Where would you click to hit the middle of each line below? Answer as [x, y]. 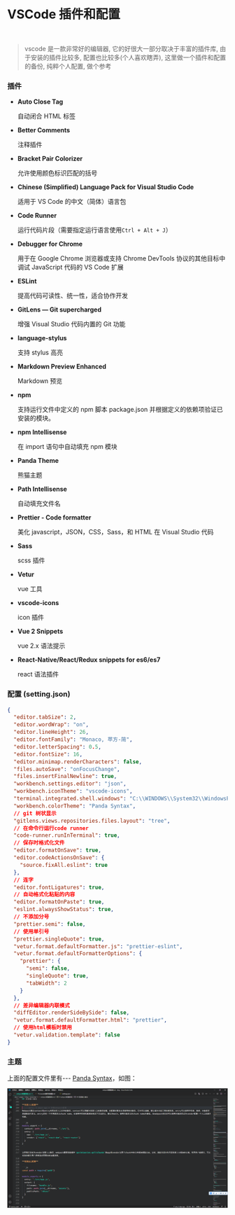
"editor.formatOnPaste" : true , [59, 902]
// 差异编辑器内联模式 [42, 1006]
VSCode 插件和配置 [64, 14]
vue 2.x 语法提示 [41, 646]
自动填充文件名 [39, 504]
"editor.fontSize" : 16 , [48, 754]
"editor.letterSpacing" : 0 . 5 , [57, 747]
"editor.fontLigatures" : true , [59, 887]
